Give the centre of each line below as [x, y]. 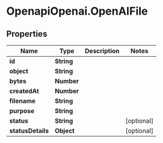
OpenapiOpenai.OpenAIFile [77, 11]
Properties [27, 34]
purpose [22, 111]
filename [23, 101]
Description [102, 51]
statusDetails [29, 131]
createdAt [24, 91]
